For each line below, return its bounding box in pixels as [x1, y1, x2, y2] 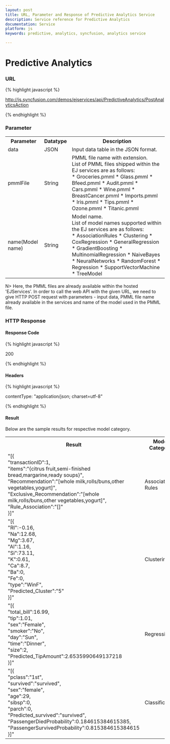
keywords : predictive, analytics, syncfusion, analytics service [5, 31, 146, 36]
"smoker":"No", [8, 627, 45, 635]
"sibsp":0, [8, 699, 31, 706]
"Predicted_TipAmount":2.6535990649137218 [8, 653, 122, 660]
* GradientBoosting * [71, 244, 123, 251]
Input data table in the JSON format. [71, 145, 157, 153]
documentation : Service [5, 21, 56, 27]
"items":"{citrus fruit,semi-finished [8, 465, 91, 472]
